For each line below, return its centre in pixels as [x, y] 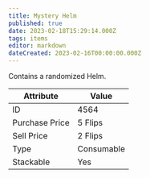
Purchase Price [41, 123]
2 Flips [90, 136]
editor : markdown [37, 46]
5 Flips [90, 123]
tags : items [28, 38]
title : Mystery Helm [43, 16]
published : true [35, 23]
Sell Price [30, 136]
